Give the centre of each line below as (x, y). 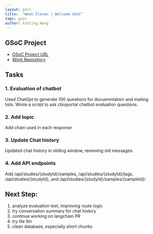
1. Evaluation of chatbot (33, 89)
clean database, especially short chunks (52, 227)
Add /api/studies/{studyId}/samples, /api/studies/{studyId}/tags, (69, 174)
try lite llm (22, 221)
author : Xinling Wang (27, 23)
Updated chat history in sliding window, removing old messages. (69, 150)
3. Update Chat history (32, 140)
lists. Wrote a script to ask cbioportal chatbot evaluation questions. (71, 104)
